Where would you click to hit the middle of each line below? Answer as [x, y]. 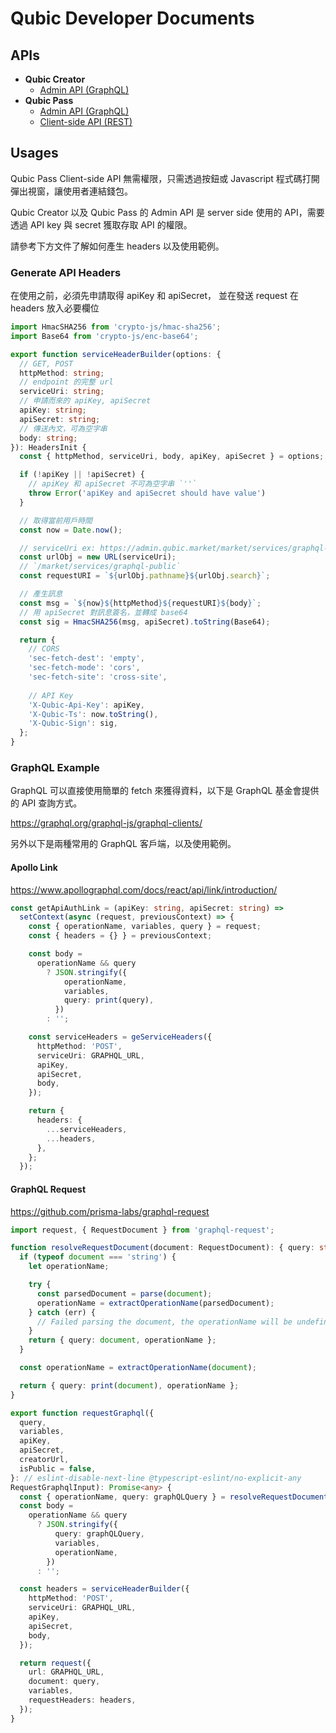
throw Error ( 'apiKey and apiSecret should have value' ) [147, 493]
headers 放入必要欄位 [55, 308]
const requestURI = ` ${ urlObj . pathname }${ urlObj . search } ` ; [145, 576]
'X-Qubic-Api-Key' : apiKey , [86, 705]
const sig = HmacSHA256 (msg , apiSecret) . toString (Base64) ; [145, 622]
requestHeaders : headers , [82, 1700]
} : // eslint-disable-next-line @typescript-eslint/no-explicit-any [156, 1478]
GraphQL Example [55, 768]
